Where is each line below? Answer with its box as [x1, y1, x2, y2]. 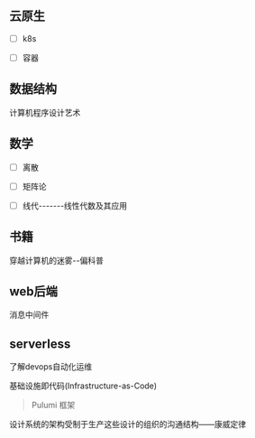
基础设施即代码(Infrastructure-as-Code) [9, 380, 158, 391]
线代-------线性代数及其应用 [22, 200, 128, 210]
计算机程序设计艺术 [9, 107, 81, 117]
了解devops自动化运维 [9, 361, 93, 372]
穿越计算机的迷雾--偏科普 [9, 255, 104, 266]
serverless [9, 336, 71, 351]
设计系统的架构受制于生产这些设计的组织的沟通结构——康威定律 [9, 419, 246, 430]
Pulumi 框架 [31, 400, 76, 411]
